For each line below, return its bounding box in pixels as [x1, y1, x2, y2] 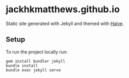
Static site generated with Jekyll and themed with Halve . [6, 20, 124, 27]
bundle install [6, 63, 38, 68]
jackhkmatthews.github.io [6, 4, 120, 15]
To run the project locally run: [6, 48, 68, 55]
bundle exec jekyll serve [6, 67, 61, 72]
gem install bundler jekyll [6, 59, 66, 64]
